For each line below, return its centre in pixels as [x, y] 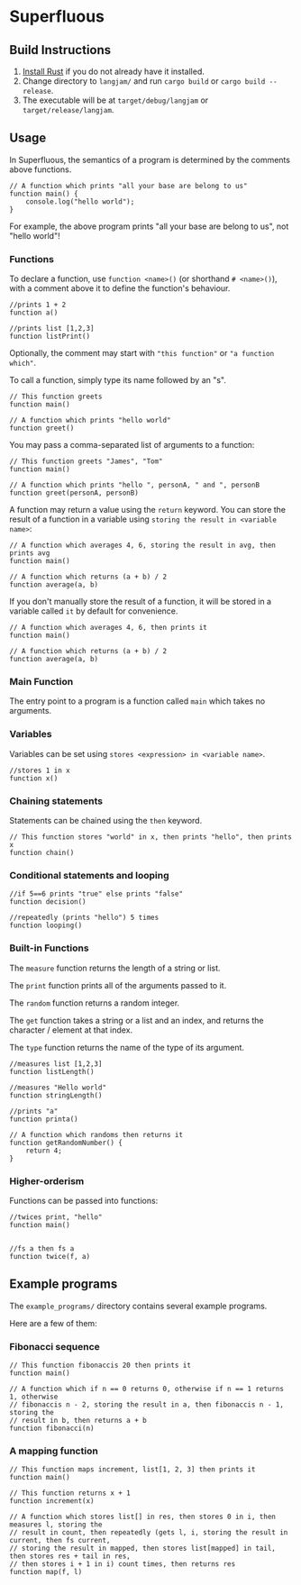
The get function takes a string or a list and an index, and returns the [137, 1020]
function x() [34, 778]
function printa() [44, 1119]
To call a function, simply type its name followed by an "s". [118, 380]
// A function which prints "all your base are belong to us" [128, 186]
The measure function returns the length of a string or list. [115, 968]
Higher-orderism [47, 1180]
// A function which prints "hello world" [90, 421]
